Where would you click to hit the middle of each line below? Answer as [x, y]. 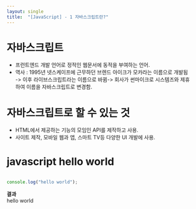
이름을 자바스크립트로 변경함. [59, 87]
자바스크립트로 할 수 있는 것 [68, 113]
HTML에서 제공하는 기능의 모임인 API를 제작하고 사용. [77, 130]
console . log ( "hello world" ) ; [42, 182]
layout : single [25, 11]
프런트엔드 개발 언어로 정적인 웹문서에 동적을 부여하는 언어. [82, 65]
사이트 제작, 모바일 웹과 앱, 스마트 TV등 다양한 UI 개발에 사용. [85, 138]
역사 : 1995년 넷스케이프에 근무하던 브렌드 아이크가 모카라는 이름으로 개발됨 [102, 72]
